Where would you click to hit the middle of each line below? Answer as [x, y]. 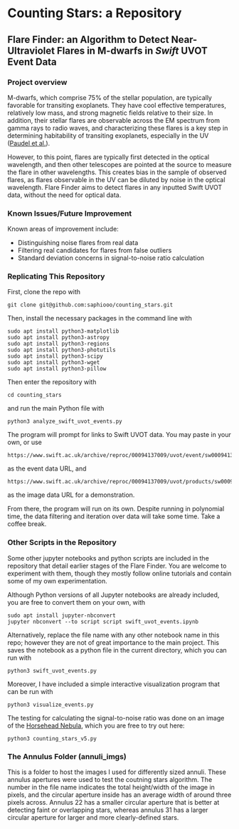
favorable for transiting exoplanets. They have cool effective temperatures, [117, 105]
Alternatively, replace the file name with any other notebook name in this [113, 635]
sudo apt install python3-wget [54, 363]
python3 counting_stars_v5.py [52, 738]
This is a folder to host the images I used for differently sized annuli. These [117, 772]
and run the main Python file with [56, 408]
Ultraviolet [31, 50]
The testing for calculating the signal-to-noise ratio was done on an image [116, 718]
